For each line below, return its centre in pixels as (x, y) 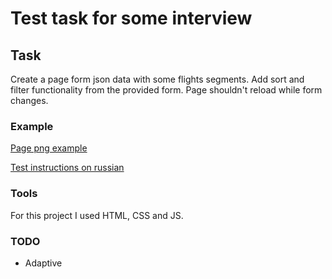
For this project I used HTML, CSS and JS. (97, 215)
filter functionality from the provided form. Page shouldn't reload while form (166, 90)
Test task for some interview (131, 18)
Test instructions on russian (67, 168)
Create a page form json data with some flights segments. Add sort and (157, 79)
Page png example (49, 148)
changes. (29, 100)
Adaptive (43, 263)
